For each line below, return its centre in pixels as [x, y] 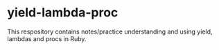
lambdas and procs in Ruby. [47, 38]
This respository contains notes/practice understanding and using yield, [110, 32]
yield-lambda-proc [63, 13]
